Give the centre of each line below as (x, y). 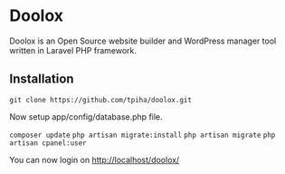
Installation (42, 79)
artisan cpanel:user (48, 143)
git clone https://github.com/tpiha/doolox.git (101, 100)
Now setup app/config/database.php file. (86, 116)
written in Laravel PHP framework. (73, 50)
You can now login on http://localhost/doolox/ (95, 159)
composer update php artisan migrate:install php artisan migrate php (142, 135)
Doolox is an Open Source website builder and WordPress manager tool (143, 41)
